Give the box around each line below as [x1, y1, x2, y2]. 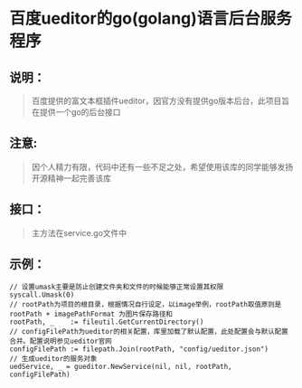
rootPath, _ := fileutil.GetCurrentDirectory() [9, 317, 204, 326]
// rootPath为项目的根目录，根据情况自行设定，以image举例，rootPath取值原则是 [9, 300, 282, 309]
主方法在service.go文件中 [31, 227, 127, 238]
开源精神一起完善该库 [31, 173, 111, 184]
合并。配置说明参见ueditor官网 [9, 336, 112, 346]
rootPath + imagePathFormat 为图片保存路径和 [9, 309, 174, 319]
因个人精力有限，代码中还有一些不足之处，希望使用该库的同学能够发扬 [31, 161, 294, 172]
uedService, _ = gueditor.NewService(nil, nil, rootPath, [9, 363, 232, 372]
